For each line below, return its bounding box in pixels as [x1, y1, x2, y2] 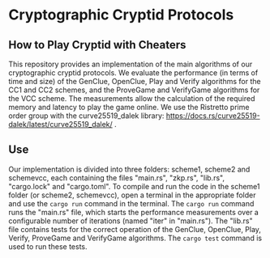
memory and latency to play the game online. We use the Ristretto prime [8, 103, 250, 112]
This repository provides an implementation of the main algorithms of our [8, 59, 253, 69]
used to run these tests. [8, 241, 88, 252]
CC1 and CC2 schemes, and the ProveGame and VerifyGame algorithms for [8, 85, 260, 95]
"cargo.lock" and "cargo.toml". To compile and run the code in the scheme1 [8, 181, 260, 191]
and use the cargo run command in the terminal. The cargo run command [8, 198, 255, 208]
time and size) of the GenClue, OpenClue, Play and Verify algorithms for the [8, 77, 261, 86]
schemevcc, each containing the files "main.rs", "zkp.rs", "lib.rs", [8, 172, 225, 183]
